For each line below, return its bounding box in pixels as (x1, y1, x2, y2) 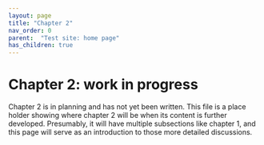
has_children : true (8, 41, 74, 49)
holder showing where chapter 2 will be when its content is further (8, 111, 228, 120)
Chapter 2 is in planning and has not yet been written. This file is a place (8, 102, 246, 112)
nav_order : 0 (8, 26, 52, 34)
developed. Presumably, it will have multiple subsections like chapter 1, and (8, 119, 256, 128)
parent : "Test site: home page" (8, 33, 120, 42)
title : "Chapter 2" (8, 19, 74, 27)
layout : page (8, 11, 52, 20)
